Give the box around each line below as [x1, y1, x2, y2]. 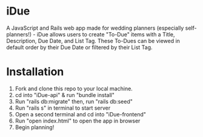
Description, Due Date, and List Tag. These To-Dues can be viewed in [6, 37, 181, 44]
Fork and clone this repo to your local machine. [15, 85, 133, 92]
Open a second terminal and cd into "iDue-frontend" [15, 110, 147, 118]
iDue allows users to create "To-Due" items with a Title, [36, 30, 175, 38]
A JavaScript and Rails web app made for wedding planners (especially [6, 24, 184, 32]
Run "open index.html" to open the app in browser [15, 117, 141, 124]
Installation [6, 65, 64, 79]
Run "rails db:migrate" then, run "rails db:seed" [15, 98, 133, 105]
